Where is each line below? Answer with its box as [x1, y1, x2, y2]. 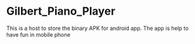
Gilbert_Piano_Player [6, 4, 115, 18]
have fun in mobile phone [6, 31, 71, 38]
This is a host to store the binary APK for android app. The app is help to [6, 24, 189, 32]
